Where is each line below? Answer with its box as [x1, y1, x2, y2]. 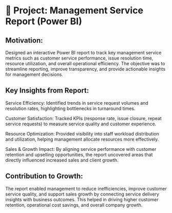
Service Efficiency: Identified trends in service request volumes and [5, 100, 149, 106]
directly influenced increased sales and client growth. [5, 157, 119, 163]
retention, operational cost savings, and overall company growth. [5, 202, 143, 208]
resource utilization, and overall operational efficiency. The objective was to [5, 61, 165, 66]
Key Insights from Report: [5, 86, 89, 95]
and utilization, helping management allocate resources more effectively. [5, 136, 159, 142]
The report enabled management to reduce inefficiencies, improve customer [5, 185, 167, 191]
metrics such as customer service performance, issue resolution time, [5, 55, 154, 61]
